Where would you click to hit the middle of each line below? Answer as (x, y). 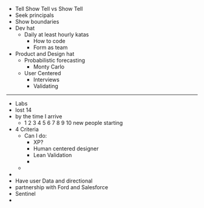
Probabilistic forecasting (55, 60)
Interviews (46, 79)
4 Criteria (27, 129)
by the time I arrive (39, 116)
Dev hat (25, 28)
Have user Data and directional (54, 181)
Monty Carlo (49, 67)
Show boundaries (37, 22)
